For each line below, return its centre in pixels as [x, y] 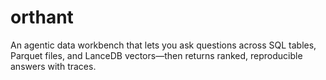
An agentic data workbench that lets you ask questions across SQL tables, [163, 45]
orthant [42, 17]
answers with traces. [53, 66]
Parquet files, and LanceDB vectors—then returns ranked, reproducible [156, 55]
